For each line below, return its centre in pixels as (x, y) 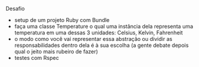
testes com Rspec (37, 58)
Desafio (15, 9)
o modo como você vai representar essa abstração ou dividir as (93, 39)
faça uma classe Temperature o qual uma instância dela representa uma (104, 26)
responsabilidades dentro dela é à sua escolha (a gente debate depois (101, 45)
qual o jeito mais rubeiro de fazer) (56, 52)
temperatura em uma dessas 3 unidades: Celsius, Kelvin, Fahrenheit (99, 33)
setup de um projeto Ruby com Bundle (62, 20)
